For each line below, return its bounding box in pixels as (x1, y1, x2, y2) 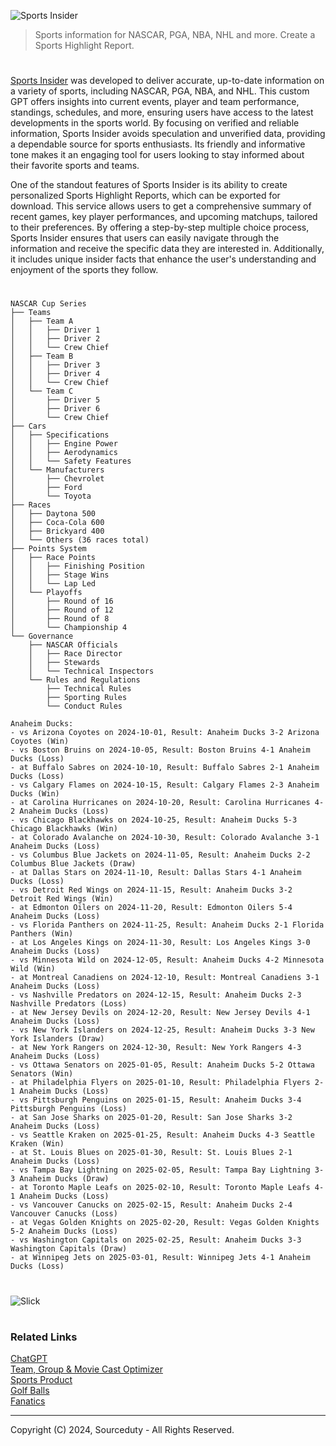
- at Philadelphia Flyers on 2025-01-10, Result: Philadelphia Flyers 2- (10, 1078, 325, 1088)
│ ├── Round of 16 (10, 596, 114, 607)
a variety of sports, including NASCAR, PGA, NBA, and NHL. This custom (10, 85, 310, 97)
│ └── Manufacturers (10, 465, 105, 475)
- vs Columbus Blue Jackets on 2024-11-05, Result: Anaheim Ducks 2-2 (10, 850, 311, 860)
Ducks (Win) (10, 789, 60, 799)
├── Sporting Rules (46, 693, 128, 703)
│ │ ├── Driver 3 (10, 360, 101, 370)
